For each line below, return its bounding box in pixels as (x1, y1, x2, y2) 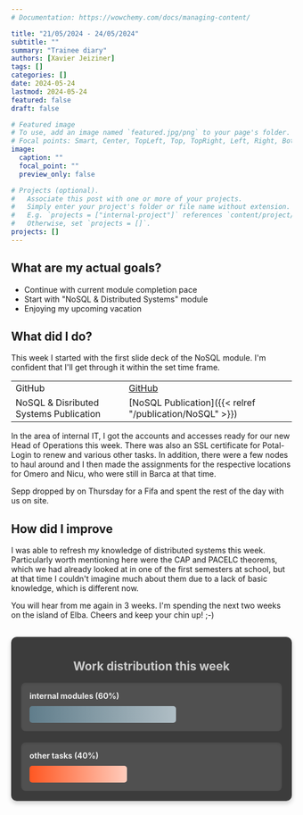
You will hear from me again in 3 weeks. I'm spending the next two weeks (11, 600, 281, 611)
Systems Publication (15, 408, 102, 420)
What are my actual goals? (11, 261, 162, 276)
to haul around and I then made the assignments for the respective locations (11, 459, 291, 470)
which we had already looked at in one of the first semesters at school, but (11, 564, 285, 575)
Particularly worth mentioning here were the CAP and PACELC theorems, (11, 554, 278, 565)
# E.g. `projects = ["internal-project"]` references (11, 211, 223, 220)
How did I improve (11, 521, 113, 536)
